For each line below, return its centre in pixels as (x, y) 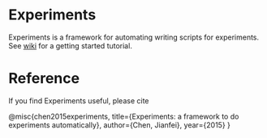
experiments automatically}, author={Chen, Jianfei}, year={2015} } (120, 125)
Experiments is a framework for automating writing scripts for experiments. (134, 37)
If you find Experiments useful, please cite (79, 100)
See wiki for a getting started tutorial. (70, 45)
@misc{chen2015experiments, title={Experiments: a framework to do (124, 116)
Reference (44, 79)
